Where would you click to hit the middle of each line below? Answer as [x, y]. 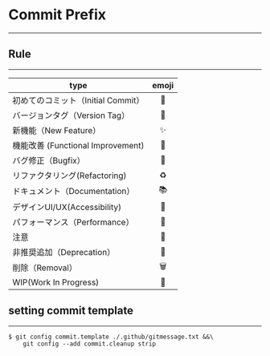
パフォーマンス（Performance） [73, 222]
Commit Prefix [57, 15]
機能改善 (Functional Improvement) [78, 145]
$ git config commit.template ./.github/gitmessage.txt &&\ [111, 337]
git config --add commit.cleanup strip [90, 344]
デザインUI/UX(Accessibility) [67, 207]
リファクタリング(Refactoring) [70, 176]
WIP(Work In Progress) [56, 282]
